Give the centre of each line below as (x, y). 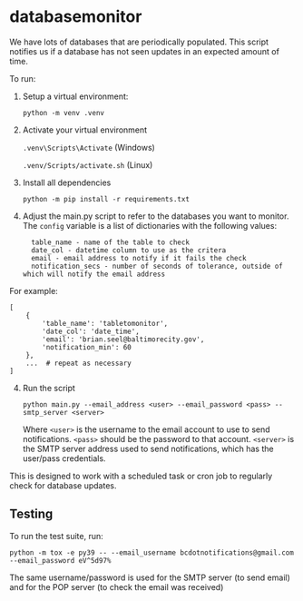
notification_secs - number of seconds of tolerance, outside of (157, 266)
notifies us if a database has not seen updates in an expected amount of (144, 51)
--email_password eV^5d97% (60, 560)
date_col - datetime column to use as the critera (129, 250)
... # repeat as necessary (78, 363)
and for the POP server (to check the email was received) (117, 586)
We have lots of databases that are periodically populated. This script (139, 42)
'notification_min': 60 (87, 347)
